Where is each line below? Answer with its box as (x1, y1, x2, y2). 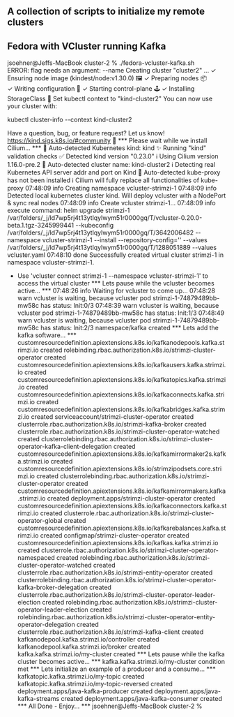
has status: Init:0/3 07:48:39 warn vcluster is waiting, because (40, 302, 219, 310)
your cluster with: (7, 102, 58, 110)
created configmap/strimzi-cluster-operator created (40, 531, 189, 540)
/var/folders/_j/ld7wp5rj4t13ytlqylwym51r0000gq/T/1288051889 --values (7, 244, 217, 252)
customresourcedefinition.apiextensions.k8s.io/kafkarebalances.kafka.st (17, 524, 226, 533)
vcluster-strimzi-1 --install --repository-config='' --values (42, 236, 208, 244)
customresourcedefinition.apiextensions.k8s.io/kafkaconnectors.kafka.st (17, 502, 227, 510)
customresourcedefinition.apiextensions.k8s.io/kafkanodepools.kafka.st (17, 339, 225, 347)
